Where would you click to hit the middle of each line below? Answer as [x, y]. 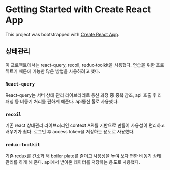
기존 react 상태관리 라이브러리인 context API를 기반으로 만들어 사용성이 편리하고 [85, 125]
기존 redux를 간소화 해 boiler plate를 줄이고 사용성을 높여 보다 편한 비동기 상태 [83, 156]
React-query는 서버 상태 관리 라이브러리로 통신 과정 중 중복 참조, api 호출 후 [81, 95]
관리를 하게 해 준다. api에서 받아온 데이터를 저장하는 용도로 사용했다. [73, 162]
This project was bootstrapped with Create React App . [62, 34]
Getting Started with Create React [78, 9]
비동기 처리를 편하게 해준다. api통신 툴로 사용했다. [69, 102]
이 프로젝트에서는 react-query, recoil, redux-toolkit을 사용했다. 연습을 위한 [80, 65]
